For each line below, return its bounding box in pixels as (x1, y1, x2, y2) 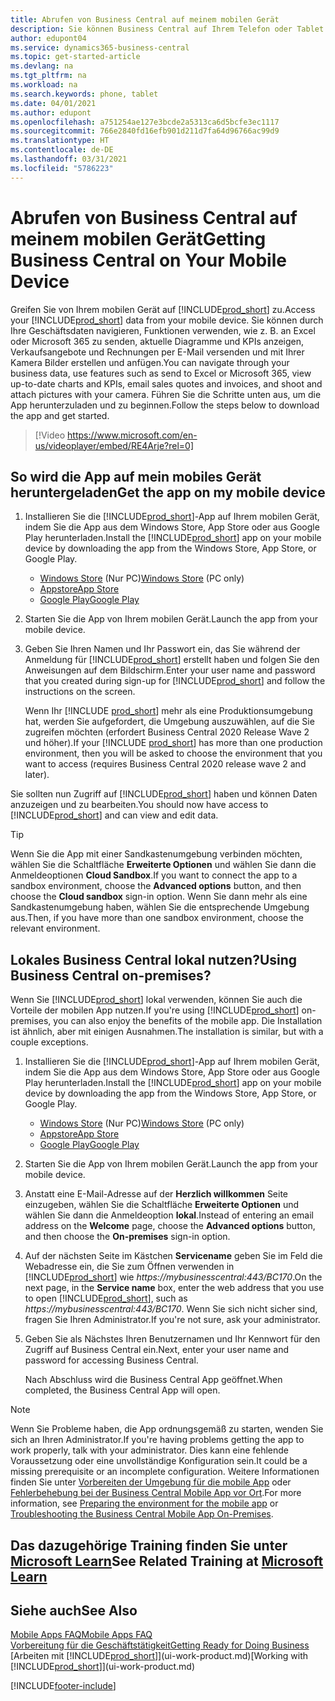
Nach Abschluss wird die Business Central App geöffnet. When (24, 1374, 283, 1386)
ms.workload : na (10, 80, 78, 90)
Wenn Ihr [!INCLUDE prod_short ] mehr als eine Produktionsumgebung (24, 705, 313, 717)
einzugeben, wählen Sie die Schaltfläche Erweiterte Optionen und (24, 1199, 300, 1211)
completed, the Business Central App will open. (24, 1384, 221, 1396)
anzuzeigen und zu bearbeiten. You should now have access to (10, 799, 269, 811)
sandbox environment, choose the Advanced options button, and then (10, 880, 302, 892)
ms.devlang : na (10, 61, 74, 71)
